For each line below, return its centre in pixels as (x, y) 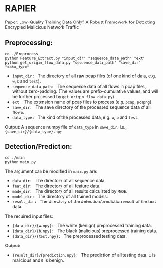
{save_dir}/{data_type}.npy (34, 132)
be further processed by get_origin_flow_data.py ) (63, 96)
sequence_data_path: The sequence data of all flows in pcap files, (79, 86)
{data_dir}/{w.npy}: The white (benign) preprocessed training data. (82, 225)
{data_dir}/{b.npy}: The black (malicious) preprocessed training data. (85, 231)
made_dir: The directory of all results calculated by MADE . (70, 191)
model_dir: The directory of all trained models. (60, 196)
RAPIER (20, 9)
